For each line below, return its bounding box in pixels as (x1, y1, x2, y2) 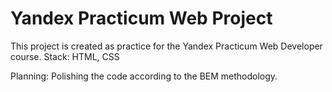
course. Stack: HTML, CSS (10, 50, 120, 62)
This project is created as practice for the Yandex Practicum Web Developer (10, 40, 323, 52)
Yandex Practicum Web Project (10, 7, 273, 30)
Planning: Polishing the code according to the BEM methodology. (10, 70, 278, 82)
